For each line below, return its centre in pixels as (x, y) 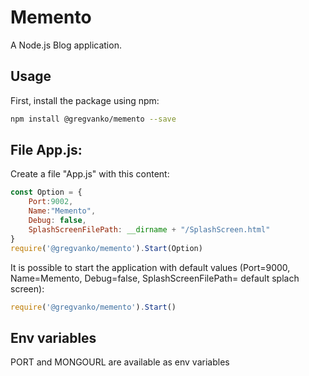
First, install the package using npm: (85, 100)
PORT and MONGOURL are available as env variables (120, 362)
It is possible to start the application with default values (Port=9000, (150, 267)
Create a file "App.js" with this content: (90, 174)
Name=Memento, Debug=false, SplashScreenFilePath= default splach (155, 278)
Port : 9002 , (51, 202)
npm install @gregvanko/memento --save (93, 119)
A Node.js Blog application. (66, 45)
